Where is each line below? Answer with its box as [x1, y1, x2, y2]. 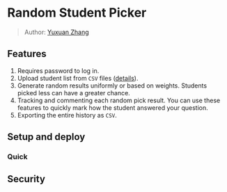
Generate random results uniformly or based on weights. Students [17, 81, 208, 90]
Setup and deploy [7, 131, 86, 143]
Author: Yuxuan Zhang [24, 28, 89, 36]
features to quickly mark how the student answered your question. [17, 103, 209, 112]
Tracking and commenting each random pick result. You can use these [17, 96, 221, 104]
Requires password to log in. [17, 66, 100, 74]
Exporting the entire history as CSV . [17, 111, 117, 119]
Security [7, 173, 45, 185]
